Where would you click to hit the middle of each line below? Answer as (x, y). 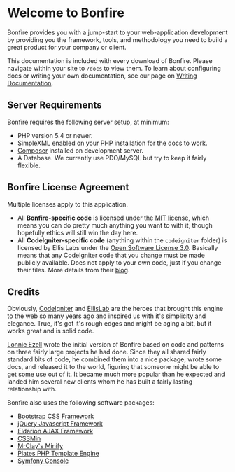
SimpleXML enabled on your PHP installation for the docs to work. (112, 143)
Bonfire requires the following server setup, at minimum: (88, 122)
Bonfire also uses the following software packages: (81, 403)
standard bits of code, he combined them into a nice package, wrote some (115, 359)
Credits (24, 292)
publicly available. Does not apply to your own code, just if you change (119, 262)
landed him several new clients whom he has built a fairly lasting (100, 382)
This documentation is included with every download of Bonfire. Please (110, 60)
